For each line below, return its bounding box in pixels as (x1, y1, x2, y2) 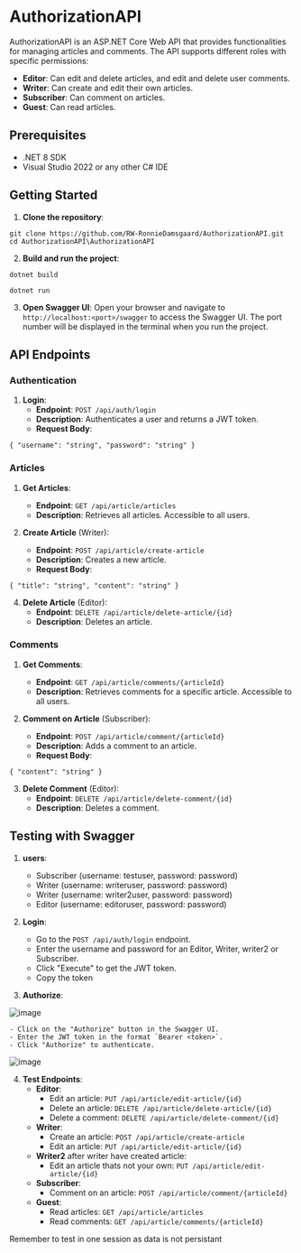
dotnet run (9, 286, 50, 295)
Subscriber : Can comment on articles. (22, 92, 166, 103)
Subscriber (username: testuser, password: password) (35, 869, 239, 881)
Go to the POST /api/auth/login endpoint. (35, 933, 191, 944)
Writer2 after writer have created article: (35, 1150, 187, 1161)
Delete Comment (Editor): (22, 783, 120, 794)
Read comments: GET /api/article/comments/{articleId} (49, 1216, 264, 1227)
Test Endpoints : (22, 1073, 83, 1084)
